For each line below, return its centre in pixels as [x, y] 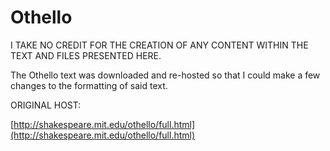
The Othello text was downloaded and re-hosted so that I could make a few [165, 75]
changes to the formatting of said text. [89, 85]
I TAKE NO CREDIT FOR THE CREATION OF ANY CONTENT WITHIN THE [159, 45]
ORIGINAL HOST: [46, 105]
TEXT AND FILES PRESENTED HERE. [86, 55]
